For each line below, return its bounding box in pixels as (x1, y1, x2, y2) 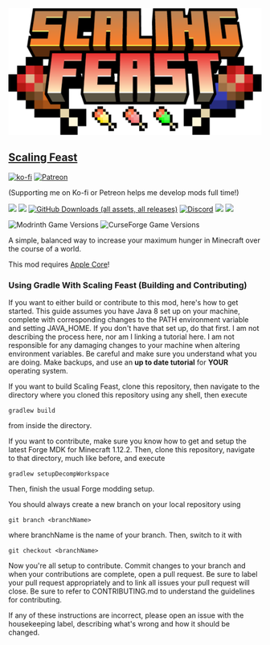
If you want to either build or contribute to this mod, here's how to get (8, 298, 239, 308)
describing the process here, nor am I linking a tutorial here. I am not (8, 332, 235, 341)
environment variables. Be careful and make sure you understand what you (8, 349, 257, 359)
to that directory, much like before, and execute (8, 454, 166, 463)
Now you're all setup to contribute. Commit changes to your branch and (8, 561, 247, 570)
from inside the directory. (8, 421, 92, 431)
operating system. (8, 366, 68, 376)
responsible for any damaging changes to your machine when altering (8, 341, 240, 350)
